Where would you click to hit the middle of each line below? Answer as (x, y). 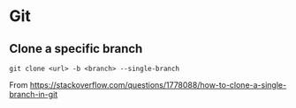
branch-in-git (34, 94)
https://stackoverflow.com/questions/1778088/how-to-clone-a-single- (158, 85)
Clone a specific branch (76, 49)
